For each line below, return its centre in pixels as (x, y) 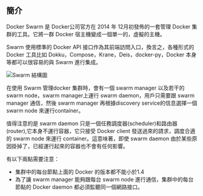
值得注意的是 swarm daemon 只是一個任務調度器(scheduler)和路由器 (92, 123)
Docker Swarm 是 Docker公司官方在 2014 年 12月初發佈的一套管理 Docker (98, 27)
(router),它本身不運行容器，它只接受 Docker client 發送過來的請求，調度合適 (101, 131)
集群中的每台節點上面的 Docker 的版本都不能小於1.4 (79, 172)
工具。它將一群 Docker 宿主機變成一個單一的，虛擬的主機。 (91, 34)
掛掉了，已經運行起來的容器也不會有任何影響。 (70, 146)
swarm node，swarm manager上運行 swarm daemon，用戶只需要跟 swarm (101, 95)
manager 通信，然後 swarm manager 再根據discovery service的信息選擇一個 (102, 103)
